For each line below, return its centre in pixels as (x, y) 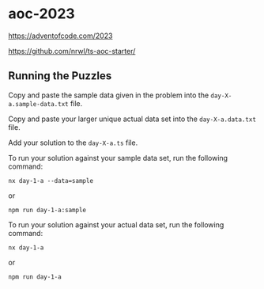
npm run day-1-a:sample (47, 210)
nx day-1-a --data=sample (51, 181)
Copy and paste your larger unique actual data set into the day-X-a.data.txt (132, 119)
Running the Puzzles (60, 76)
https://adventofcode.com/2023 (60, 36)
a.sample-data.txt (38, 104)
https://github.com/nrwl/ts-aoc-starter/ (72, 51)
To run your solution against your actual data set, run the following (116, 224)
